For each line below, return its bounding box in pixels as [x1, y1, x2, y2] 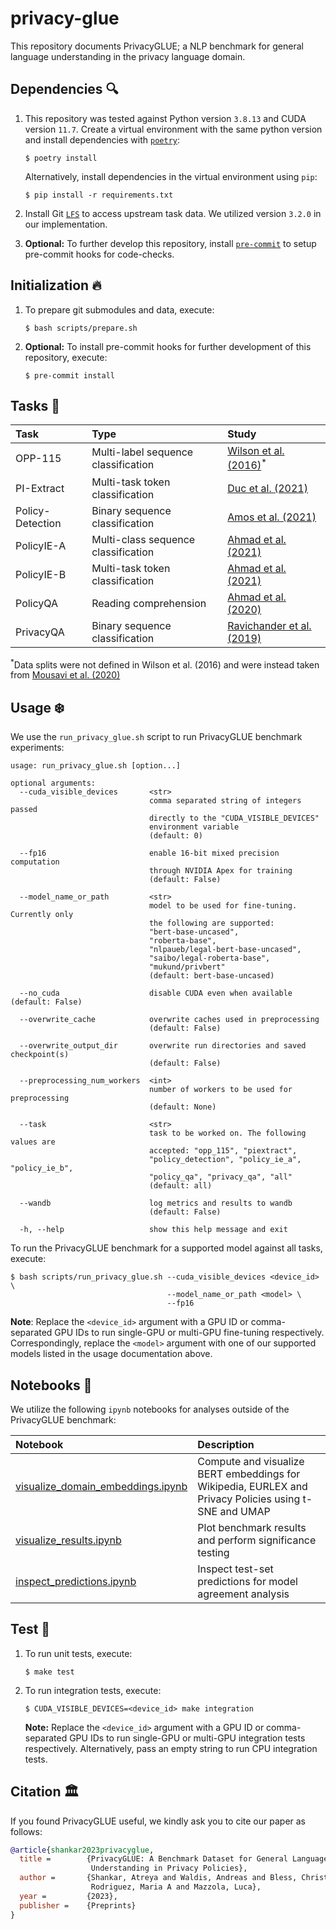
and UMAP [219, 1504, 271, 1518]
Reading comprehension [91, 596, 207, 610]
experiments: [10, 742, 65, 754]
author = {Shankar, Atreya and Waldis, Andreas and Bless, [19, 1873, 298, 1883]
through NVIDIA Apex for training [148, 866, 293, 876]
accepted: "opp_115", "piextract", [148, 1146, 298, 1156]
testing [197, 1545, 230, 1559]
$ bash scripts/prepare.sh [24, 323, 138, 333]
